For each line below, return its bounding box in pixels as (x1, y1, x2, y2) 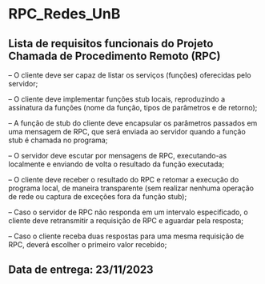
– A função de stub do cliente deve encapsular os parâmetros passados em (8, 118, 258, 128)
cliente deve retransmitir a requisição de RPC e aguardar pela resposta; (8, 216, 244, 225)
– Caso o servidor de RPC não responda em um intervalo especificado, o (8, 207, 248, 217)
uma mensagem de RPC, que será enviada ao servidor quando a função (8, 127, 246, 136)
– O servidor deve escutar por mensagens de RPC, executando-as (8, 151, 227, 160)
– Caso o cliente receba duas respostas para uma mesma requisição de (8, 231, 244, 241)
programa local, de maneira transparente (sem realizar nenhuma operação (8, 183, 255, 193)
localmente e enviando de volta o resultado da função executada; (8, 159, 225, 169)
